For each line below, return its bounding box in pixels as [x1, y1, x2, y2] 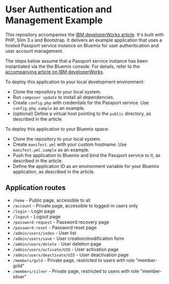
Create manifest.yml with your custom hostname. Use [12, 141, 127, 147]
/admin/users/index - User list [12, 230, 76, 236]
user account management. [5, 48, 64, 54]
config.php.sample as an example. [12, 105, 86, 111]
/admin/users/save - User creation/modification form [12, 235, 124, 241]
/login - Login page [12, 208, 55, 214]
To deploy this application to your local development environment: [5, 79, 145, 85]
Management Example [5, 14, 103, 26]
